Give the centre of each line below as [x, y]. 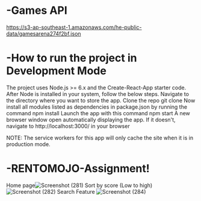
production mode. [28, 144]
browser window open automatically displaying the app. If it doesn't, [91, 120]
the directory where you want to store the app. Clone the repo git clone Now [101, 100]
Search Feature [76, 191]
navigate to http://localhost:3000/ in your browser [68, 126]
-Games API [37, 11]
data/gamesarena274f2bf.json [44, 33]
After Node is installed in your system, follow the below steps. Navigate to [98, 94]
